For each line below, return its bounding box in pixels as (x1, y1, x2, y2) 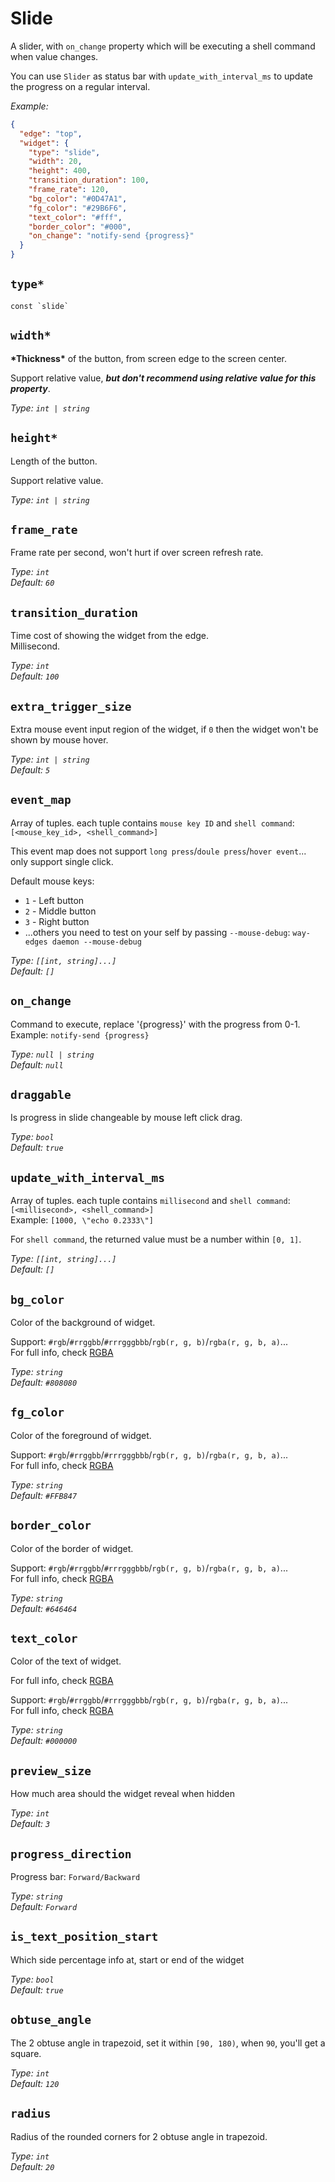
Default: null (10, 1058, 64, 1071)
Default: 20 (10, 2160, 55, 2172)
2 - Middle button (24, 905, 97, 917)
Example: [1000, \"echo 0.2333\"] (10, 1214, 154, 1226)
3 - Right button (24, 915, 90, 927)
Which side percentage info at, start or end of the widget (10, 1953, 245, 1966)
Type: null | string (10, 1048, 95, 1060)
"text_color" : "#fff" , (28, 212, 123, 222)
